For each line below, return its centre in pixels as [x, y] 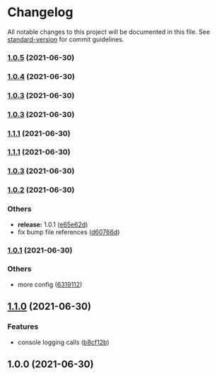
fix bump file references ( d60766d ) [69, 232]
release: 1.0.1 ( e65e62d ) [53, 224]
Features [23, 327]
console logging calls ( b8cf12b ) [63, 342]
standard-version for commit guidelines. [66, 39]
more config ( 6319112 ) [50, 284]
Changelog [40, 12]
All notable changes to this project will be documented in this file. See [109, 32]
